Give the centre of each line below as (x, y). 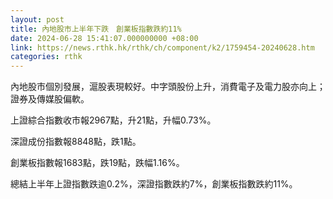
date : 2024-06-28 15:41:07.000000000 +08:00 (104, 38)
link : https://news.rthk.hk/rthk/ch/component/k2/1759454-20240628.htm (162, 47)
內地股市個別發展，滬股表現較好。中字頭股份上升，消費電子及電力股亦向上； (168, 87)
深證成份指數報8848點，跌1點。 (76, 142)
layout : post (37, 19)
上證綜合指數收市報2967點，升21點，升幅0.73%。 (113, 120)
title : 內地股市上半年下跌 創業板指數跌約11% (96, 29)
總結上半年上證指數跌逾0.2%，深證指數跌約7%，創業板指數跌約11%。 (154, 184)
